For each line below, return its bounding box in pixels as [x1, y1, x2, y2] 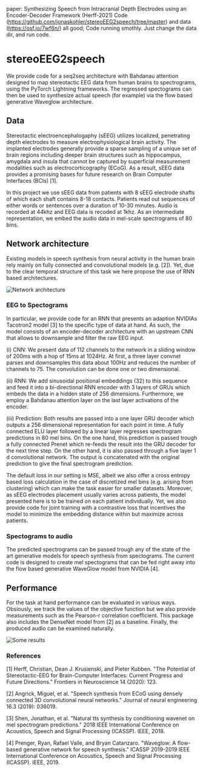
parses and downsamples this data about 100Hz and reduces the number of [6, 358, 196, 366]
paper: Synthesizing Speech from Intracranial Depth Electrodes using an [6, 5, 187, 12]
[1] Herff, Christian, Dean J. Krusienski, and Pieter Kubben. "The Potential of [6, 665, 196, 673]
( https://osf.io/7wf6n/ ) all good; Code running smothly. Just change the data [6, 24, 197, 32]
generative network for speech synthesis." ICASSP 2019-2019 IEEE [23, 746, 190, 753]
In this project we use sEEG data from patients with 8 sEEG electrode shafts [6, 188, 195, 196]
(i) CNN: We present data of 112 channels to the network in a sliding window [6, 346, 196, 353]
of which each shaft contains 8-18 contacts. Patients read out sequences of [6, 195, 196, 202]
